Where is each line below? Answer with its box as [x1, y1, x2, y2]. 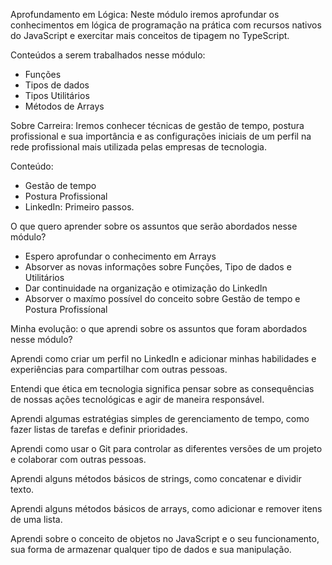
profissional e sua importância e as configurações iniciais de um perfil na [10, 130, 312, 142]
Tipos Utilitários [24, 90, 90, 101]
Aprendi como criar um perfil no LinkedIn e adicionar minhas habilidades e [10, 353, 317, 364]
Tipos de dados [24, 79, 90, 91]
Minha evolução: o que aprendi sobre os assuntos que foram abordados [10, 323, 308, 334]
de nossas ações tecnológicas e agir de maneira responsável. [10, 394, 265, 405]
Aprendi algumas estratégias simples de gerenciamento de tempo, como [10, 413, 310, 424]
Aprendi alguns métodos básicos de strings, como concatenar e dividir [10, 473, 302, 484]
